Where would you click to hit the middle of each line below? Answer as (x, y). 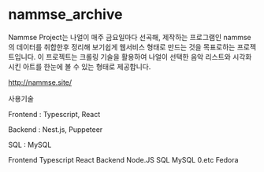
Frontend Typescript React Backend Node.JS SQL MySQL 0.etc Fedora (123, 159)
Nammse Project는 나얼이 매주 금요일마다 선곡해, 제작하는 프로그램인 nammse (130, 37)
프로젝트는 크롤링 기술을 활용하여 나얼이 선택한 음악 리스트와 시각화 (149, 57)
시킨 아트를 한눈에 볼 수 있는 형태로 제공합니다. (80, 66)
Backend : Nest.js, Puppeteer (56, 129)
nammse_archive (65, 15)
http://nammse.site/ (40, 82)
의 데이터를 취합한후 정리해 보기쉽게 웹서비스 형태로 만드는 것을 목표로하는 (122, 47)
